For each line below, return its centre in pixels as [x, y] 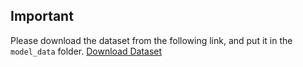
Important [42, 16]
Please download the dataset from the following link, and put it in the [151, 40]
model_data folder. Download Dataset [86, 51]
